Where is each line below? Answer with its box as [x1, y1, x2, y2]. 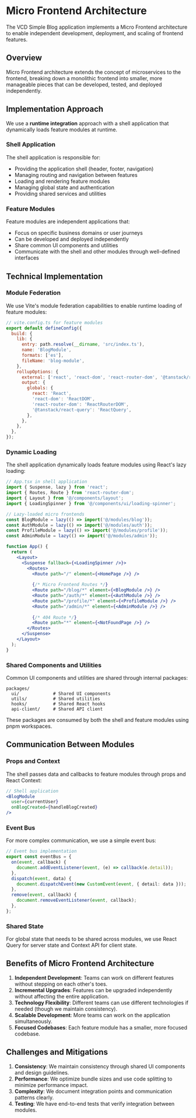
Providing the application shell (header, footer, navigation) [14, 165, 154, 172]
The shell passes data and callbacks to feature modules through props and [6, 771, 186, 778]
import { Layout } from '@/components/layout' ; [6, 495, 124, 502]
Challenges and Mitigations [6, 1047, 108, 1057]
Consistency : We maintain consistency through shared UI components [14, 1062, 185, 1070]
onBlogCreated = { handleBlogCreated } [11, 805, 98, 810]
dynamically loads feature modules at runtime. [6, 126, 118, 133]
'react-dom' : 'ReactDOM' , [32, 396, 95, 402]
